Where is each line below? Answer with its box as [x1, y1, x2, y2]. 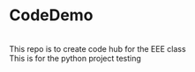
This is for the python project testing [9, 53, 141, 63]
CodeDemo [9, 5, 94, 25]
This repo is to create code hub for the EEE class [9, 43, 187, 54]
